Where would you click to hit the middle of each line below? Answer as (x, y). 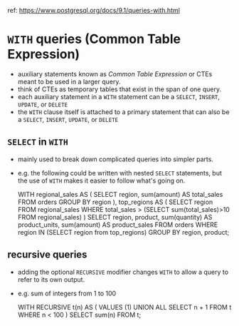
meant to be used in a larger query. (69, 81)
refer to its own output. (51, 279)
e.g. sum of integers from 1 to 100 (67, 293)
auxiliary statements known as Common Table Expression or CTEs (115, 73)
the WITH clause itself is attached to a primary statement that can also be (123, 112)
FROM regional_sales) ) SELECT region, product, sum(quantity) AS (115, 217)
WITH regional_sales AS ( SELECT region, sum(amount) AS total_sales (120, 194)
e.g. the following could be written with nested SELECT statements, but (120, 173)
